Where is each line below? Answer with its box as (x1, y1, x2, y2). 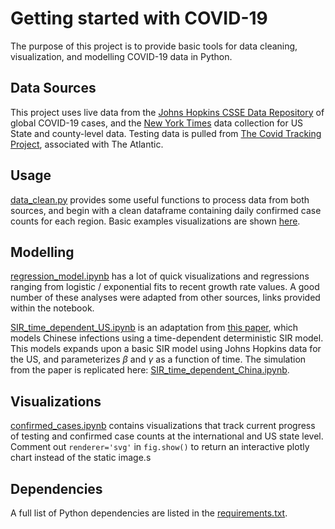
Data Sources (10, 80, 97, 97)
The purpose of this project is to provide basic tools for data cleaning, (10, 40, 298, 52)
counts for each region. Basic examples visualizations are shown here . (10, 215, 301, 227)
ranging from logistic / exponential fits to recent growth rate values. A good (10, 281, 320, 293)
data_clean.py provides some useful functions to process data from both (10, 193, 310, 206)
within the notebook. (10, 302, 95, 314)
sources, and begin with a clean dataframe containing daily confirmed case (10, 204, 322, 216)
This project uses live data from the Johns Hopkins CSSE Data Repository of (10, 106, 325, 118)
